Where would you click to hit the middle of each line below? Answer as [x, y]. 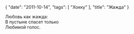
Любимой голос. [23, 27]
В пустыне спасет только [32, 22]
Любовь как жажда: [27, 17]
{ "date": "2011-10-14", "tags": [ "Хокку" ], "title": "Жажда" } [67, 7]
